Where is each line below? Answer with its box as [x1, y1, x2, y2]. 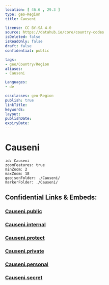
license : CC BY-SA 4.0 [5, 25, 52, 30]
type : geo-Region [5, 12, 41, 17]
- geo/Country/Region [5, 62, 50, 67]
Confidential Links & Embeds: [5, 193, 97, 202]
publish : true [5, 98, 34, 103]
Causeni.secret [5, 274, 43, 281]
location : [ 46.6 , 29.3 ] [5, 7, 60, 12]
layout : [5, 111, 21, 116]
